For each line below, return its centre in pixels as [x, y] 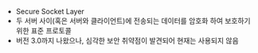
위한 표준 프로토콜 [43, 30]
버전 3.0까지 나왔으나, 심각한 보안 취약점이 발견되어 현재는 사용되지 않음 [127, 40]
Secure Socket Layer [50, 11]
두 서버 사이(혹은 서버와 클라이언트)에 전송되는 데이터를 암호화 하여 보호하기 [133, 21]
